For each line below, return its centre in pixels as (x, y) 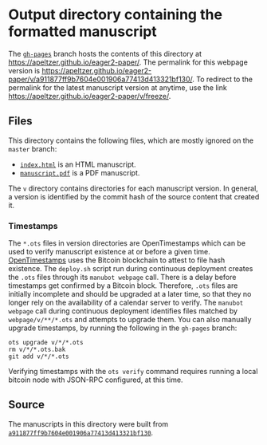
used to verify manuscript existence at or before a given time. (110, 252)
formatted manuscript (82, 32)
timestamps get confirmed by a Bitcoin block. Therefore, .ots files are (123, 286)
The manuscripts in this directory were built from (88, 423)
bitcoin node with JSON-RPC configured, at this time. (96, 380)
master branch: (33, 148)
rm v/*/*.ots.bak (37, 350)
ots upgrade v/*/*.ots (46, 343)
